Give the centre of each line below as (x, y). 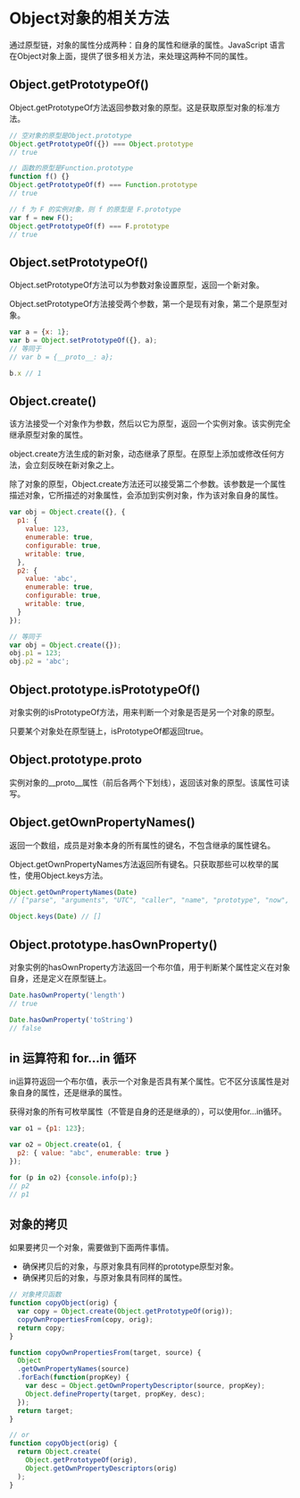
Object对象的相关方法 (89, 18)
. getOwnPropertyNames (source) (73, 1369)
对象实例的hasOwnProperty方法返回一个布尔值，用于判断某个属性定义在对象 (150, 967)
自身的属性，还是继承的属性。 (71, 1093)
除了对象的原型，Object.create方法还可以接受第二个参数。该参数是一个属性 (148, 484)
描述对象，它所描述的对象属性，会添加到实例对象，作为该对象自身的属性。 (146, 495)
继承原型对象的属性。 (48, 435)
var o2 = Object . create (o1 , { (66, 1145)
